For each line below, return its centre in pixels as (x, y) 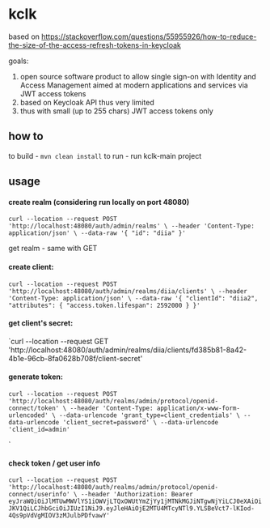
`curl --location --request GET (59, 341)
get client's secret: (41, 323)
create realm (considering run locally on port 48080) (99, 202)
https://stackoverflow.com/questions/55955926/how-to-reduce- (149, 36)
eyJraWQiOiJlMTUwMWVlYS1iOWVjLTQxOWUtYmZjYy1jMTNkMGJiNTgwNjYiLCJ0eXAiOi (135, 502)
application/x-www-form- (198, 408)
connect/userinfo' (39, 495)
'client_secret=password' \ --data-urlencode (141, 422)
